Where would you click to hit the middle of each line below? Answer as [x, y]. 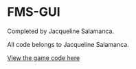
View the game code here [44, 58]
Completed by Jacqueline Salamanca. [61, 31]
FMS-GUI [34, 12]
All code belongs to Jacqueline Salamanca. [68, 44]
